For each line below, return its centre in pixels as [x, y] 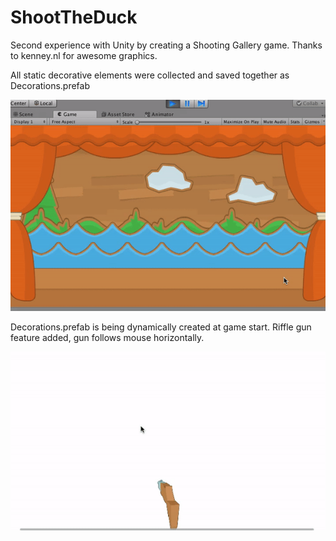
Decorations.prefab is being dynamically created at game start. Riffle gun [161, 327]
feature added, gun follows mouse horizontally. [107, 337]
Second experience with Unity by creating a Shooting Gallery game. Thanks [166, 45]
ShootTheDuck [74, 17]
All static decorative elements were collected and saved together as [150, 75]
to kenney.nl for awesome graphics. [84, 55]
